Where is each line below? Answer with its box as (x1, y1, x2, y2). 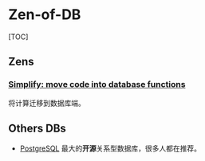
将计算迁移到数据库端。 (8, 98, 85, 108)
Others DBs (8, 122, 66, 135)
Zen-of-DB (8, 6, 81, 24)
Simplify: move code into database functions (8, 79, 186, 90)
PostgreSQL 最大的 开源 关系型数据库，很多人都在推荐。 (19, 143, 202, 153)
